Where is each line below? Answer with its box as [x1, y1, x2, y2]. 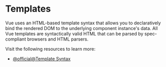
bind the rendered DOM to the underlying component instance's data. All [5, 25, 158, 31]
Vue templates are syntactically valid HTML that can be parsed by [5, 30, 144, 37]
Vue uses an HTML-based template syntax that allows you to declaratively [5, 20, 161, 26]
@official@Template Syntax [12, 55, 71, 61]
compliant [5, 36, 26, 42]
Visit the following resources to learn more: [5, 46, 96, 52]
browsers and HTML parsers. [27, 36, 89, 42]
